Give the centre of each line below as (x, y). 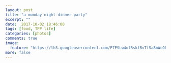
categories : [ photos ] (28, 34)
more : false (18, 52)
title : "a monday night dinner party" (46, 15)
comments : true (21, 39)
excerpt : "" (18, 19)
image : (12, 43)
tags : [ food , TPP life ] (31, 29)
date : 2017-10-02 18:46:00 (35, 24)
